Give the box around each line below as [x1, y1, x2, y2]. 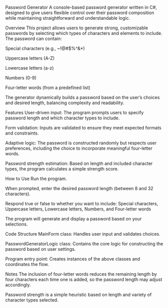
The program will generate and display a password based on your [5, 216, 142, 222]
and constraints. [5, 130, 39, 136]
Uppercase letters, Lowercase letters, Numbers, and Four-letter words [5, 206, 151, 212]
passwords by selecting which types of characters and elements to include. [5, 30, 162, 36]
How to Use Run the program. [5, 175, 67, 182]
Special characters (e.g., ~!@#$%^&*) [5, 46, 85, 51]
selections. [5, 221, 28, 227]
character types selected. [5, 297, 59, 303]
